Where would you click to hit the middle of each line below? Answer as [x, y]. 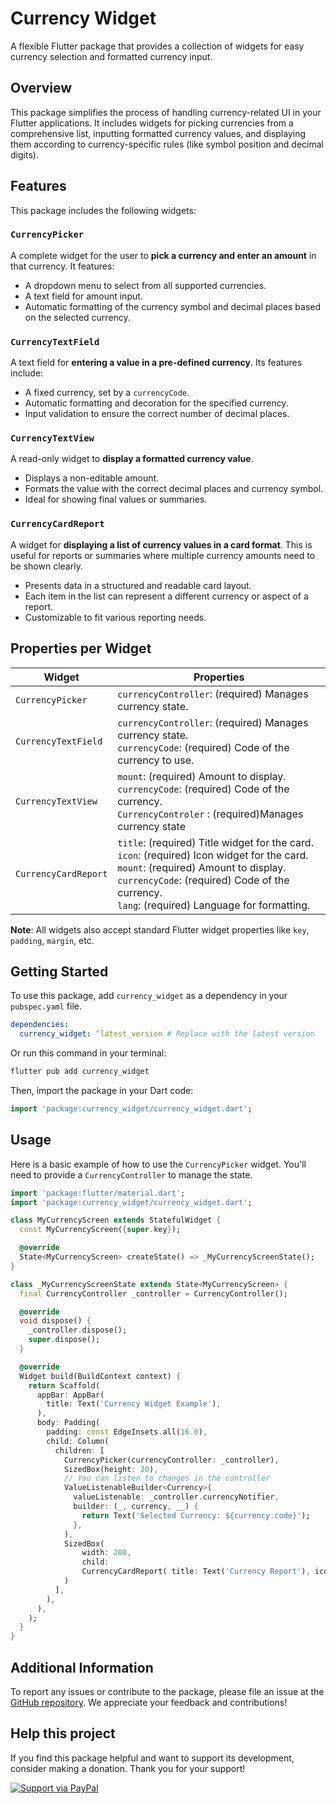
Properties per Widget [81, 648]
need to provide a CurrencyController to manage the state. [131, 1174]
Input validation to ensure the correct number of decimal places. [157, 414]
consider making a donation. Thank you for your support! [128, 1768]
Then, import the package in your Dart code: [102, 1090]
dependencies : [40, 1025]
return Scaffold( [64, 1385]
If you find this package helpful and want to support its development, [152, 1758]
